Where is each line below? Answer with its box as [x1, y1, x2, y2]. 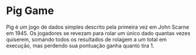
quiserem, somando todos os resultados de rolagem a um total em [6, 36, 167, 43]
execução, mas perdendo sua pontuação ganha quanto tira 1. [6, 42, 155, 49]
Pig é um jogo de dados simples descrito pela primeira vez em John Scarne [6, 23, 190, 30]
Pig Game [6, 4, 54, 18]
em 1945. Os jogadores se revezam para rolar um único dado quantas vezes [6, 29, 191, 36]
